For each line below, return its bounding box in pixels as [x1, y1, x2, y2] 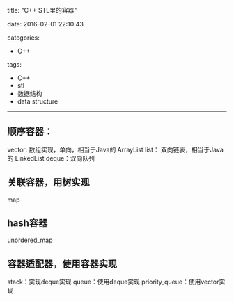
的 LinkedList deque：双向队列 [7, 154, 95, 162]
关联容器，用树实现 [7, 177, 90, 188]
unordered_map [7, 236, 54, 245]
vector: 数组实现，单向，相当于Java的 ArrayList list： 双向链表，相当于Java [7, 145, 224, 154]
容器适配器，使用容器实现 [7, 258, 117, 270]
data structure [17, 97, 58, 106]
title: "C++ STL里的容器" [7, 6, 77, 14]
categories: [7, 33, 40, 42]
